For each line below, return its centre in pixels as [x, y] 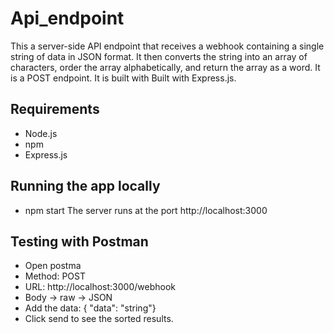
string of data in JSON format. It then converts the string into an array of [159, 56]
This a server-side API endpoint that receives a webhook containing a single [167, 46]
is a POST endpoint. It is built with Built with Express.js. [123, 78]
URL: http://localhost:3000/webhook [100, 287]
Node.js [41, 133]
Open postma [53, 266]
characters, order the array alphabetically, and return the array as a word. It [165, 67]
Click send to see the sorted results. [99, 319]
